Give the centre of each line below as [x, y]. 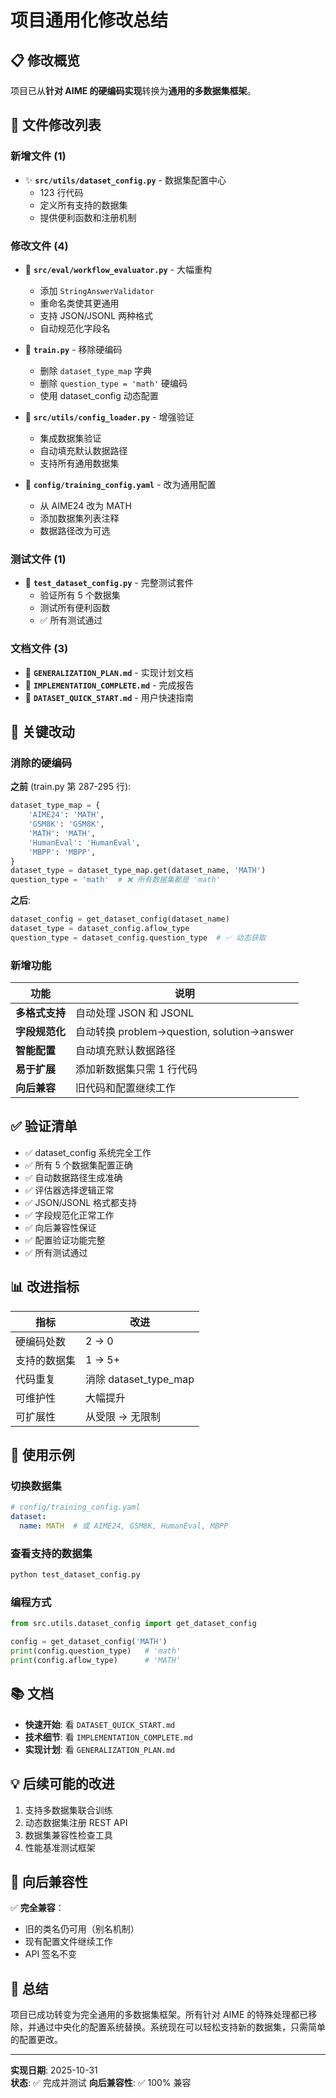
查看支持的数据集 [51, 1553]
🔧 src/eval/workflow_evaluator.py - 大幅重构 [118, 269]
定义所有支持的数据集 [83, 205]
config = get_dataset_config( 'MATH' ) [89, 1642]
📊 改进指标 [45, 1287]
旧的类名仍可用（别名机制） [82, 1929]
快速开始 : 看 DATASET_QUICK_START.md [100, 1724]
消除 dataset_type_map [140, 1379]
